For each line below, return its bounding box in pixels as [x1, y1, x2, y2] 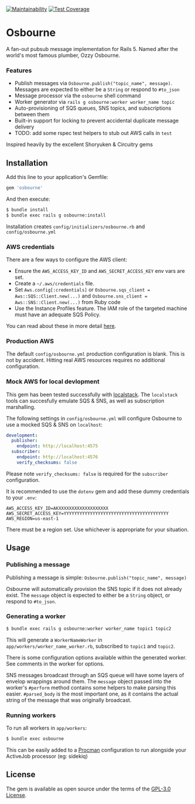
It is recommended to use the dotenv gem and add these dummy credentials [6, 488, 190, 495]
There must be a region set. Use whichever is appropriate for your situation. [6, 526, 189, 533]
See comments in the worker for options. [6, 660, 105, 667]
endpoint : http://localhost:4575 [16, 443, 98, 449]
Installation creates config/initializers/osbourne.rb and [6, 223, 145, 230]
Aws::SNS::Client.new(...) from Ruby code [14, 298, 121, 305]
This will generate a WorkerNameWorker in [6, 636, 102, 643]
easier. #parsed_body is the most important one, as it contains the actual [6, 690, 179, 697]
